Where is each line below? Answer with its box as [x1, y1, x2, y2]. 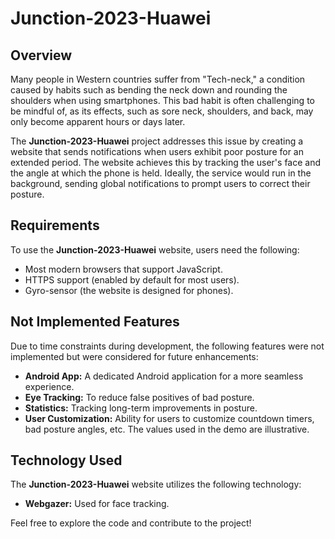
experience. [24, 380, 75, 392]
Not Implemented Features [10, 313, 180, 331]
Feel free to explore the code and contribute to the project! [10, 517, 252, 529]
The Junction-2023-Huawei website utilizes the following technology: [10, 478, 302, 491]
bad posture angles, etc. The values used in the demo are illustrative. [24, 423, 310, 435]
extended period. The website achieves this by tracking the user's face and [10, 157, 322, 168]
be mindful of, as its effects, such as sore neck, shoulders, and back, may [10, 105, 314, 117]
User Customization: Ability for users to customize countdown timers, [24, 412, 315, 424]
